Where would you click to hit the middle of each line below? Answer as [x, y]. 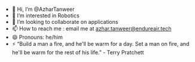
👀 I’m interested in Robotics [45, 15]
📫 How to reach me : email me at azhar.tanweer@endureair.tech [92, 29]
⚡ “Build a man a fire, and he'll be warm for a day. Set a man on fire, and [100, 44]
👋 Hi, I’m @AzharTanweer [43, 9]
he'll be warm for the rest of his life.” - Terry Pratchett [78, 52]
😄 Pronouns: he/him [37, 37]
